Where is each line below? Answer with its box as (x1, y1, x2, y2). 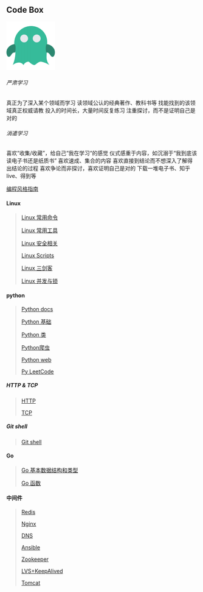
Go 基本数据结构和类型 (21, 466, 78, 474)
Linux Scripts (21, 252, 55, 259)
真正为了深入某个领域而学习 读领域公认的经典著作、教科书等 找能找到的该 (6, 99, 190, 107)
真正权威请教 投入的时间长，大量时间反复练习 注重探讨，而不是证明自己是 (11, 107, 196, 115)
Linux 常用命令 (21, 214, 58, 221)
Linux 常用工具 (21, 227, 58, 234)
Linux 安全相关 (21, 240, 58, 247)
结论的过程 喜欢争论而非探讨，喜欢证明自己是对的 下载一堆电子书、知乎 (11, 164, 190, 172)
